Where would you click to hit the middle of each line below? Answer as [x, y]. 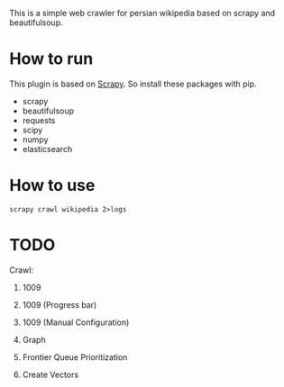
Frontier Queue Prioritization [75, 357]
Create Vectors [50, 374]
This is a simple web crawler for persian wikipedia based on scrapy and [142, 13]
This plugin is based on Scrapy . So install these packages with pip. [133, 84]
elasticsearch [47, 148]
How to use [52, 186]
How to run [51, 59]
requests [39, 120]
